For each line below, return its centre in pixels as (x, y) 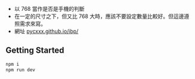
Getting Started (35, 51)
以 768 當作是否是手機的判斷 (49, 9)
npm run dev (20, 70)
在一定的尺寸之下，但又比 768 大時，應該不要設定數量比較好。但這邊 (99, 16)
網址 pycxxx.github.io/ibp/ (46, 31)
